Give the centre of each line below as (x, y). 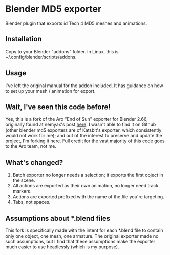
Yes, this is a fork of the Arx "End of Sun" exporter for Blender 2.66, (77, 119)
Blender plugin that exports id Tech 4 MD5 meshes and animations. (76, 23)
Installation (24, 39)
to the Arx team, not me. (31, 146)
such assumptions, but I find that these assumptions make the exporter (80, 241)
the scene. (24, 180)
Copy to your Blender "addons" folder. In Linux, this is (62, 51)
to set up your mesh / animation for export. (50, 91)
